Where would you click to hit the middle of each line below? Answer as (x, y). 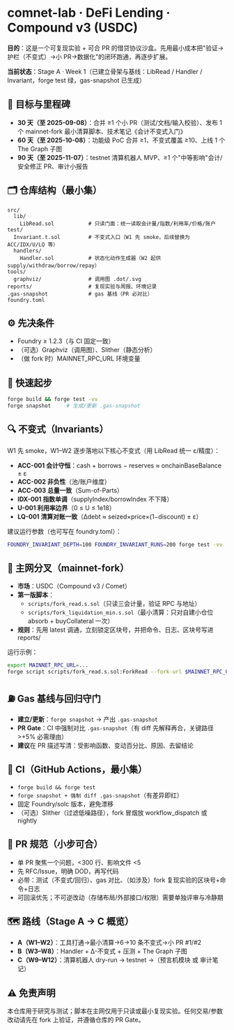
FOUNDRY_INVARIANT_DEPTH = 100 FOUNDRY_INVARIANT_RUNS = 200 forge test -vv (115, 544)
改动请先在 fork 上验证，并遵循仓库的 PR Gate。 (76, 1020)
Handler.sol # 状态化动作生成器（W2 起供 (91, 258)
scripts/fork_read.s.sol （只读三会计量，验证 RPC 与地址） (114, 604)
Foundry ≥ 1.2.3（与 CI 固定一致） (66, 341)
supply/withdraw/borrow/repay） (54, 266)
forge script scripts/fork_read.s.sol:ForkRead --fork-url (95, 672)
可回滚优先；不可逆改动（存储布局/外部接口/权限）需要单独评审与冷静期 (120, 897)
